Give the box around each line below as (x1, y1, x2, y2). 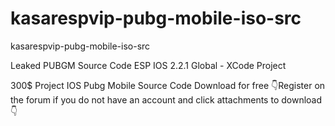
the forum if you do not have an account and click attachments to (10, 93, 280, 106)
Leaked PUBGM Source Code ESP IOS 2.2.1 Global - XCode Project (10, 59, 287, 71)
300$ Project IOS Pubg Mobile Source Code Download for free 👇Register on (10, 79, 326, 91)
